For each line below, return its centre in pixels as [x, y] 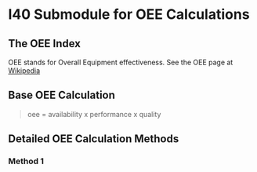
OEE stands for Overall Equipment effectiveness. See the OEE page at [121, 62]
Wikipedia [24, 71]
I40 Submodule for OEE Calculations [129, 15]
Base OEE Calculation [62, 95]
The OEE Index [44, 44]
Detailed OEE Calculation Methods [94, 139]
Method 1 [26, 161]
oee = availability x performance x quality [94, 114]
